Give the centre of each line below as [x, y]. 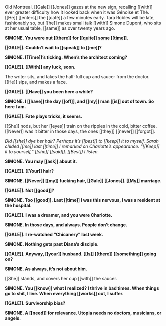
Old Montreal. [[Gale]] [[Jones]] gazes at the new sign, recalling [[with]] [79, 7]
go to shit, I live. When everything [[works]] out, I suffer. [64, 293]
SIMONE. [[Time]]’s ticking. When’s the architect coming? [66, 57]
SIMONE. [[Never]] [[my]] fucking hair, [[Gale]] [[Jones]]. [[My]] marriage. [83, 181]
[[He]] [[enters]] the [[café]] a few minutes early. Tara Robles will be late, [80, 18]
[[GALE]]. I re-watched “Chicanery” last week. [54, 234]
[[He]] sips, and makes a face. [36, 82]
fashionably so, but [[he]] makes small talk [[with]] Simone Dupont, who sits [83, 23]
